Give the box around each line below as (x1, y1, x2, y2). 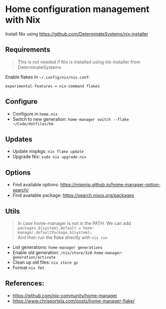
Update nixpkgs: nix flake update (12, 148, 84, 154)
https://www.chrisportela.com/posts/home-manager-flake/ (12, 298, 135, 304)
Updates (5, 135, 33, 143)
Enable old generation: (12, 250, 59, 255)
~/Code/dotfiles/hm (12, 121, 54, 126)
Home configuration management (5, 4, 150, 15)
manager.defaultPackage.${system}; (17, 230, 93, 235)
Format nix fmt (12, 265, 45, 270)
